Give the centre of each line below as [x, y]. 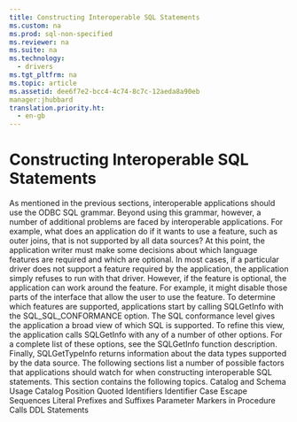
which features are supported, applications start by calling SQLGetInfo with [146, 307]
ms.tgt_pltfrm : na [43, 75]
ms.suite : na [33, 50]
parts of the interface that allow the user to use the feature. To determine [143, 297]
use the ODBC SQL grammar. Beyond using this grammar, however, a [135, 212]
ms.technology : [37, 58]
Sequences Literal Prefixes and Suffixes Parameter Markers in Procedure [143, 401]
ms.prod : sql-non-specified [61, 34]
